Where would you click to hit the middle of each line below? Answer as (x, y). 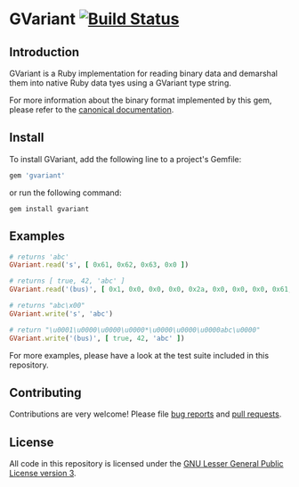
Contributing (45, 392)
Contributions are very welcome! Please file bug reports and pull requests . (145, 414)
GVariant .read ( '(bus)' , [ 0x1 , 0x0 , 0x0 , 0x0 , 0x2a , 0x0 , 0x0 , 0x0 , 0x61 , (151, 290)
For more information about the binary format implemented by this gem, (141, 100)
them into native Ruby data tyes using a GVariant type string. (120, 83)
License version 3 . (43, 474)
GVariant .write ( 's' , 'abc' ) (61, 314)
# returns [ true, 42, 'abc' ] (67, 281)
